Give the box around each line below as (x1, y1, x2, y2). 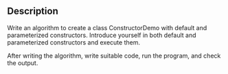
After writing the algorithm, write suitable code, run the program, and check (7, 51, 221, 60)
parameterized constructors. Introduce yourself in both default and (7, 31, 196, 39)
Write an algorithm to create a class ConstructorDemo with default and (7, 23, 207, 32)
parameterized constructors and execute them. (7, 38, 141, 47)
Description (7, 5, 58, 17)
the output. (7, 58, 38, 67)
